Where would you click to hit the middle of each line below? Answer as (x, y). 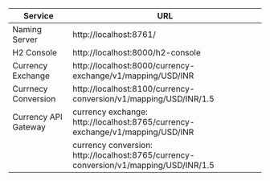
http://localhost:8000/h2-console (136, 53)
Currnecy (30, 89)
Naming (27, 29)
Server (25, 39)
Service (39, 16)
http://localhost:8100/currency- (133, 89)
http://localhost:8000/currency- (133, 66)
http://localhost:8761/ (114, 34)
